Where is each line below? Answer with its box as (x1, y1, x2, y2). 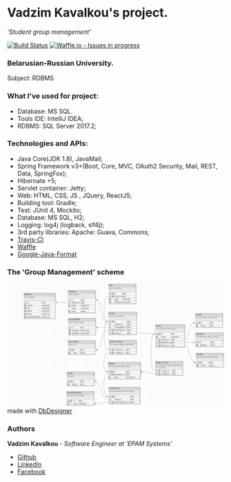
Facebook (17, 467, 46, 476)
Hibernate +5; (17, 176, 57, 184)
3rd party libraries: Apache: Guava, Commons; (17, 228, 150, 236)
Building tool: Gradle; (17, 198, 77, 206)
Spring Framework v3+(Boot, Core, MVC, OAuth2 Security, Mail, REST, (17, 162, 219, 170)
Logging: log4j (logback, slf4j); (17, 220, 105, 229)
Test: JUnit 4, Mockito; (17, 206, 82, 214)
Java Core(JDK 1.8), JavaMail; (17, 154, 103, 163)
